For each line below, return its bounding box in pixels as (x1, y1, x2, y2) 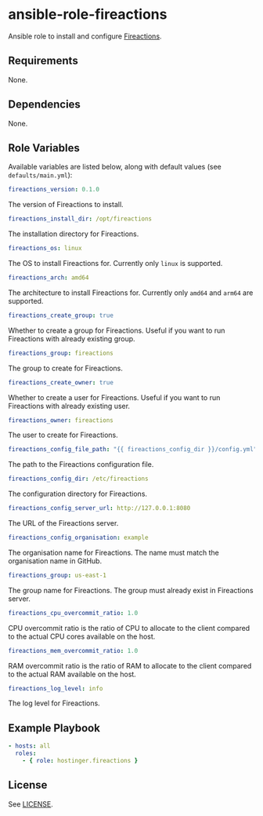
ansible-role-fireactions (8, 5, 168, 24)
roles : (15, 749, 37, 758)
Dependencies (8, 98, 81, 111)
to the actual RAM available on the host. (8, 669, 137, 679)
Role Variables (8, 141, 80, 155)
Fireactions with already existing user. (8, 401, 131, 410)
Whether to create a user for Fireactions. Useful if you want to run (8, 392, 221, 402)
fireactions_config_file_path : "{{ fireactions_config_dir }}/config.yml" (8, 446, 258, 454)
